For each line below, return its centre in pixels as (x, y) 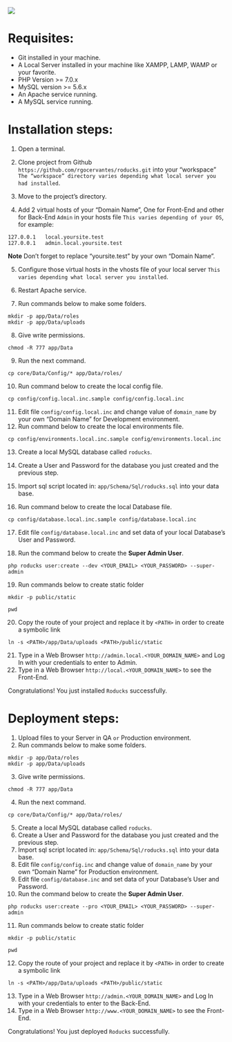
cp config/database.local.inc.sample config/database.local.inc (102, 519)
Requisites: (41, 38)
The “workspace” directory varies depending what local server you (117, 176)
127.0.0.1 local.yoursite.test (56, 237)
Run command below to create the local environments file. (100, 426)
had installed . (39, 183)
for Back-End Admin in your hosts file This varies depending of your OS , (120, 217)
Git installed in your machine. (59, 57)
